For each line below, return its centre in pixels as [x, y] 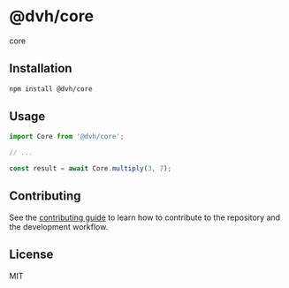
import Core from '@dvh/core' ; [67, 137]
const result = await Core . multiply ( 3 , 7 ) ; [91, 169]
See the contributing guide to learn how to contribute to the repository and [145, 217]
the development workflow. [59, 226]
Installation [41, 68]
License [31, 255]
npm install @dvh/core [51, 89]
